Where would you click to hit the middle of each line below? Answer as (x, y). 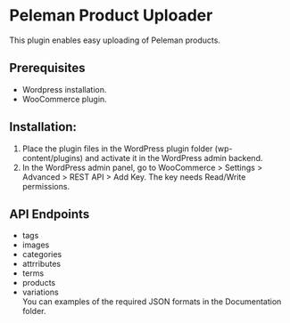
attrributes (41, 264)
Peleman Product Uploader (111, 16)
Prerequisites (47, 68)
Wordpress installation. (64, 89)
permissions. (46, 186)
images (36, 245)
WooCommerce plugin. (64, 99)
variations (41, 292)
